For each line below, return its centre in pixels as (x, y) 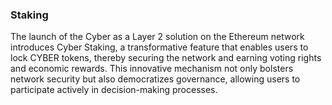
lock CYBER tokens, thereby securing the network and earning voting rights (166, 58)
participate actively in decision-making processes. (114, 90)
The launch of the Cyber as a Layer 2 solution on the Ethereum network (157, 37)
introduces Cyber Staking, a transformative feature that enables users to (159, 47)
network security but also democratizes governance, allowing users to (155, 79)
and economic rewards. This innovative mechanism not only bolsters (152, 69)
